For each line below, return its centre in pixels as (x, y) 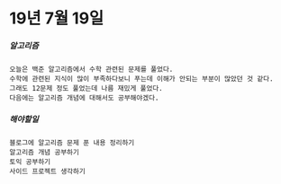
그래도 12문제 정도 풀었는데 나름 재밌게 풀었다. (86, 89)
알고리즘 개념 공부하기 (44, 153)
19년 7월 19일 (57, 18)
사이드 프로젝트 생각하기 (47, 171)
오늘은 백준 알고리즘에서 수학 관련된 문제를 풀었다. (91, 70)
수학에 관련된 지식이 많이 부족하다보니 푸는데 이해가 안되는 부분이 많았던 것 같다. (141, 79)
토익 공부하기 (30, 162)
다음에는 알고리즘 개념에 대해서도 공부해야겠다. (84, 98)
